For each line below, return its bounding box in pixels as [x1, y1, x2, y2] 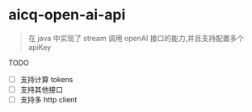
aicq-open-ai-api [8, 6, 126, 24]
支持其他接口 [19, 85, 63, 94]
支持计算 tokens [19, 74, 73, 84]
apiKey [27, 42, 52, 52]
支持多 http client [19, 95, 78, 105]
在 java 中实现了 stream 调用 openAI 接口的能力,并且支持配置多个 [27, 33, 245, 43]
